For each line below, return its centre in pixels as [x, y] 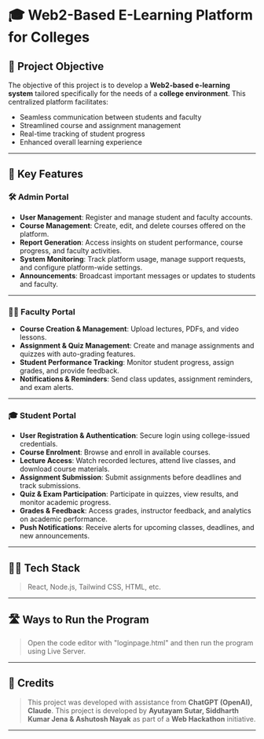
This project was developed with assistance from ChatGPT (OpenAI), [140, 702]
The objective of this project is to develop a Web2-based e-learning [119, 85]
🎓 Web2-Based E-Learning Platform [131, 15]
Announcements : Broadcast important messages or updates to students [137, 275]
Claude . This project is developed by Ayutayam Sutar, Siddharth [133, 710]
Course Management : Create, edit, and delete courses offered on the [132, 226]
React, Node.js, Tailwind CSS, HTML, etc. [94, 587]
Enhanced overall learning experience [81, 142]
